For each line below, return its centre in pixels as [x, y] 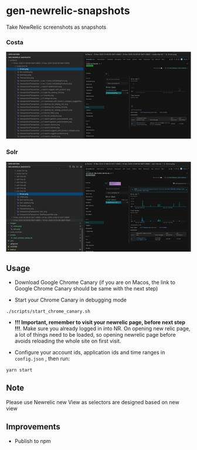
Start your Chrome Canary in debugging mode [71, 300]
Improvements [33, 427]
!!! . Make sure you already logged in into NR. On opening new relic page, [102, 328]
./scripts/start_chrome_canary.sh [48, 311]
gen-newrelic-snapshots [68, 11]
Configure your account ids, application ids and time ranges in [90, 352]
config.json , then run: [42, 358]
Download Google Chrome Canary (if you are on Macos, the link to [95, 282]
